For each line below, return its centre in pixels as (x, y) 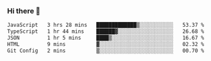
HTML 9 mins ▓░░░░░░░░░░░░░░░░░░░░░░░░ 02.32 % (106, 44)
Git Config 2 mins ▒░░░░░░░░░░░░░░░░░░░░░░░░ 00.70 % (106, 51)
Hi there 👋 (24, 11)
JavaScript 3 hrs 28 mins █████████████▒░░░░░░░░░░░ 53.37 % (106, 25)
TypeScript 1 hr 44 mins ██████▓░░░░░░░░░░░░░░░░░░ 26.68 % (106, 32)
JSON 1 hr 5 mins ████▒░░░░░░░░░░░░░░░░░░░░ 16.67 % (106, 38)
